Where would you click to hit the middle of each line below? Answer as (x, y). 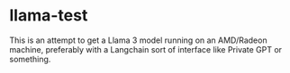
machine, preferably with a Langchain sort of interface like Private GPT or (145, 49)
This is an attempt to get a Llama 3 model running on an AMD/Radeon (138, 40)
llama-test (49, 16)
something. (30, 59)
